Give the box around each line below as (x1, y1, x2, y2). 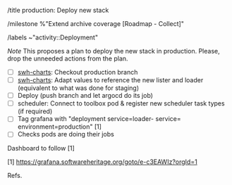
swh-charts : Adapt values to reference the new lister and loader (17, 76, 204, 84)
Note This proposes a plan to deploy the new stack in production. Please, (7, 47, 220, 55)
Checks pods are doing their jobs (17, 130, 114, 139)
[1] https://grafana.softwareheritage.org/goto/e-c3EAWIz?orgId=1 (7, 158, 197, 166)
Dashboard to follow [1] (7, 144, 75, 153)
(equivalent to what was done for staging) (17, 84, 140, 92)
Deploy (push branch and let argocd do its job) (17, 91, 154, 100)
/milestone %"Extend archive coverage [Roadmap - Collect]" (7, 20, 185, 27)
